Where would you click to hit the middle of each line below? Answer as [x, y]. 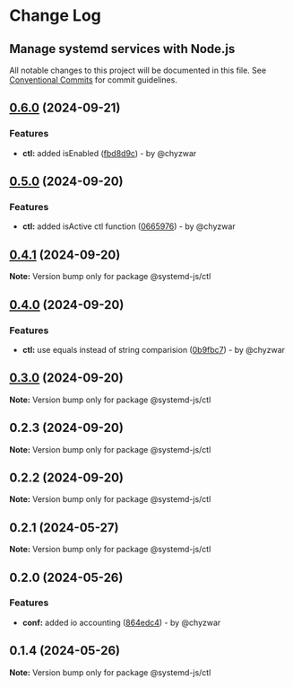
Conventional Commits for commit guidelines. [93, 80]
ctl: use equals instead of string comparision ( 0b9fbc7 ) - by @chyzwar [153, 349]
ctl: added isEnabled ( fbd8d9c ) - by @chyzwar [109, 153]
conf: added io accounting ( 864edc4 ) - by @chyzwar [121, 622]
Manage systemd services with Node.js [122, 49]
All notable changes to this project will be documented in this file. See [138, 70]
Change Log [55, 16]
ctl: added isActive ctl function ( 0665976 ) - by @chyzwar [129, 226]
